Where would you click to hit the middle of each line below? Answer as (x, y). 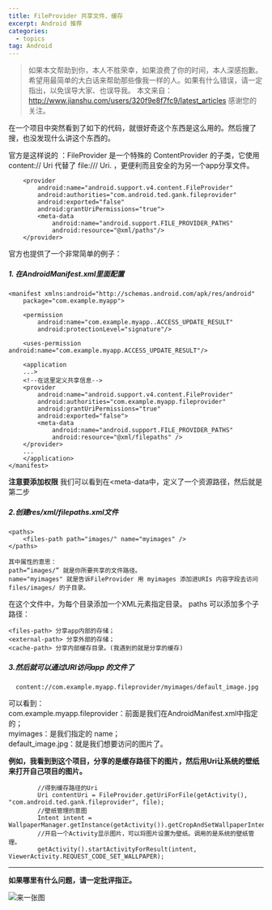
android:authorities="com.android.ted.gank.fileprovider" (137, 195)
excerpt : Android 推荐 (45, 24)
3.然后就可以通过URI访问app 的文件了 (72, 667)
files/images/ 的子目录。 (49, 588)
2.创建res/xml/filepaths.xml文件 (64, 512)
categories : (28, 31)
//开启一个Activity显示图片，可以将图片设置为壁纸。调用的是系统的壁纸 (143, 834)
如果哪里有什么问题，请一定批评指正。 (72, 880)
